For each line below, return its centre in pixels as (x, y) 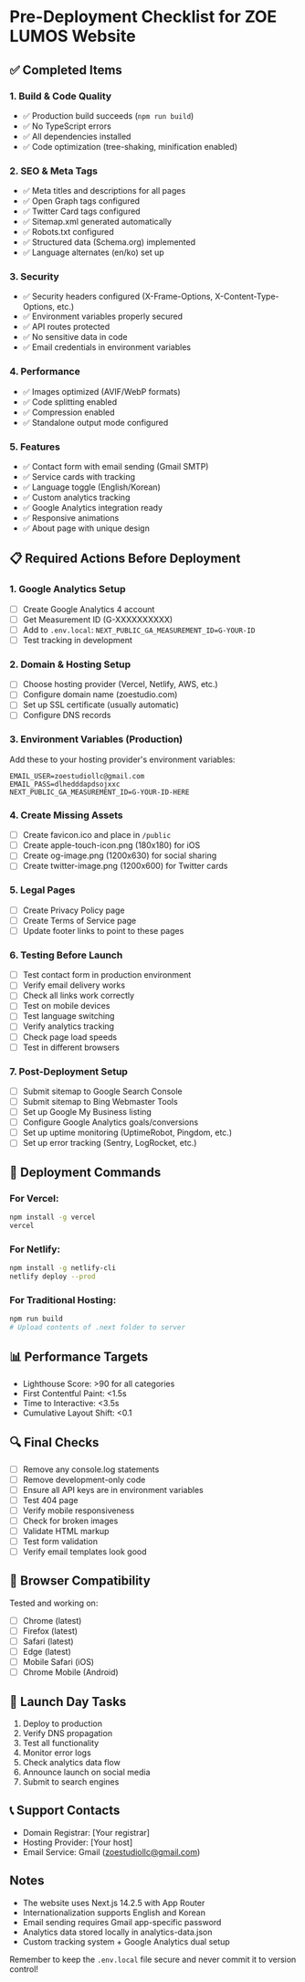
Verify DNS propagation (67, 1733)
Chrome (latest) (52, 1620)
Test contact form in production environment (107, 975)
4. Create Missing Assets (66, 815)
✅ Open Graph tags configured (81, 201)
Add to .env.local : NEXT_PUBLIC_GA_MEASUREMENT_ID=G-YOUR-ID (139, 630)
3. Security (34, 277)
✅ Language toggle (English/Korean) (92, 487)
